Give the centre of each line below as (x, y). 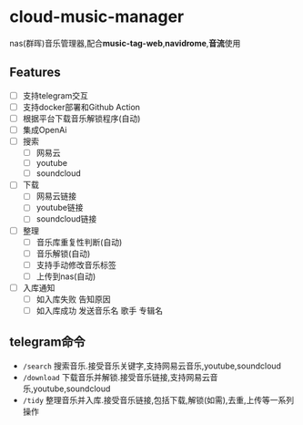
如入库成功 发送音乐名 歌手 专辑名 (100, 310)
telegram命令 (48, 342)
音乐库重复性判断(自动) (79, 242)
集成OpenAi (45, 130)
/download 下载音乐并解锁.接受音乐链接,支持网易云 (116, 377)
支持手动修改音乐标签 (76, 264)
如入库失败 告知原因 (73, 299)
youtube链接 (60, 208)
